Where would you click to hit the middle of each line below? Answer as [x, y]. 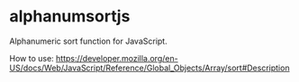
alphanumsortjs [70, 16]
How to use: [32, 58]
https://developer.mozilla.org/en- [117, 58]
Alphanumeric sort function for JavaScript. [89, 41]
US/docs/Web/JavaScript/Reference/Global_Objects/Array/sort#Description [149, 68]
